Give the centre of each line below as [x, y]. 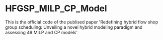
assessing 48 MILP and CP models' [41, 32]
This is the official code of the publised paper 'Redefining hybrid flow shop [81, 22]
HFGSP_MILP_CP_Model [56, 9]
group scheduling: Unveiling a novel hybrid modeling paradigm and [74, 27]
